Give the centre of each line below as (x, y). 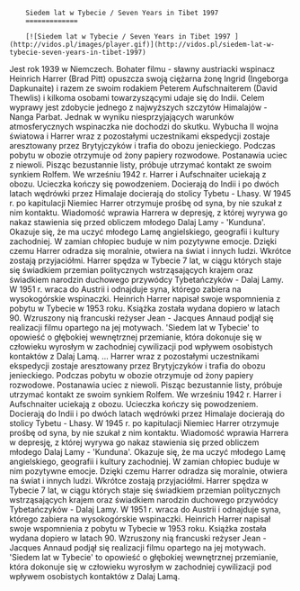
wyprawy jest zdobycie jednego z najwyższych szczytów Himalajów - (138, 107)
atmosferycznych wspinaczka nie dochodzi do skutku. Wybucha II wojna (144, 127)
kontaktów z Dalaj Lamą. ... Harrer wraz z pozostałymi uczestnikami (134, 356)
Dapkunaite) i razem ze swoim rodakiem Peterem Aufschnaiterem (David (144, 88)
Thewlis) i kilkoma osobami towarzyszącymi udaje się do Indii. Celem (137, 98)
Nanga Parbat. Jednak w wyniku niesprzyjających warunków (122, 117)
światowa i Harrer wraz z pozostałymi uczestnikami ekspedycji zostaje (140, 136)
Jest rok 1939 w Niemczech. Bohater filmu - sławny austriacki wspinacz (142, 69)
